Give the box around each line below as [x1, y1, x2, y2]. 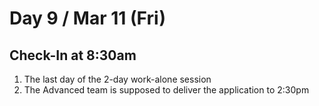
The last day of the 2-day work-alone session [23, 73, 212, 85]
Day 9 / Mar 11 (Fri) [9, 7, 167, 30]
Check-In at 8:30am [9, 47, 137, 64]
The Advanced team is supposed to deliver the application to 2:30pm [23, 84, 310, 96]
